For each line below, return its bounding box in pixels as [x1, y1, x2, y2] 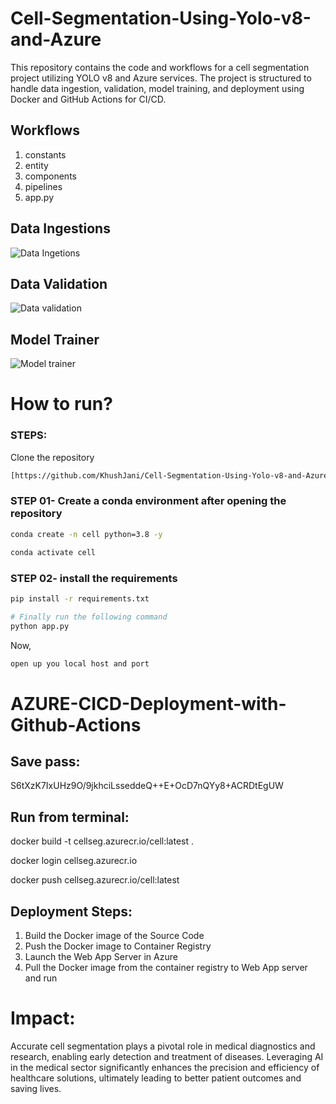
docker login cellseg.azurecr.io [10, 855, 138, 867]
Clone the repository [10, 451, 95, 463]
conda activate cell [10, 547, 97, 557]
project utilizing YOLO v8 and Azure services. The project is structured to [10, 72, 312, 84]
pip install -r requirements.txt [10, 593, 150, 604]
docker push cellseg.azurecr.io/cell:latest [10, 874, 180, 886]
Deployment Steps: [10, 903, 133, 920]
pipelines [24, 180, 63, 192]
